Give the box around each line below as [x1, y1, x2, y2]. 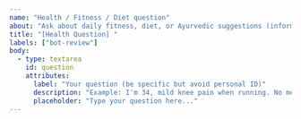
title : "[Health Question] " [9, 30, 118, 38]
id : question [25, 64, 74, 72]
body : [9, 47, 30, 55]
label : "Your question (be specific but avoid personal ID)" [32, 80, 267, 89]
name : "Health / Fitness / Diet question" [9, 13, 170, 22]
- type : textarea [17, 55, 82, 64]
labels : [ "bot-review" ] [9, 38, 99, 47]
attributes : [25, 72, 70, 81]
